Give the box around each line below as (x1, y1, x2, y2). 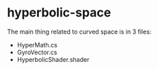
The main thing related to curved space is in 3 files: (7, 27, 152, 36)
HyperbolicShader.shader (16, 55, 90, 63)
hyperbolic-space (7, 5, 111, 21)
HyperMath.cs (16, 40, 58, 49)
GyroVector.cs (16, 48, 57, 56)
